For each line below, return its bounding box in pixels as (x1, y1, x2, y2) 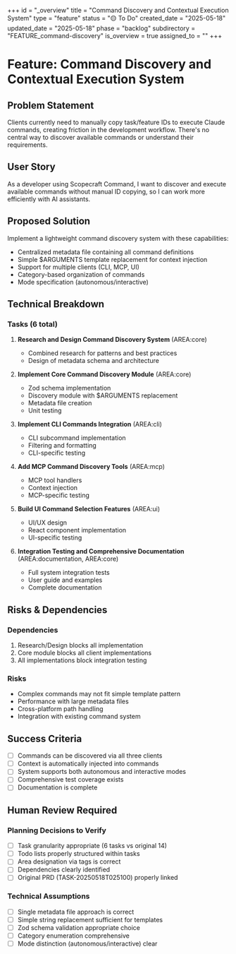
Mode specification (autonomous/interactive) (17, 278, 149, 286)
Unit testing (27, 406, 62, 415)
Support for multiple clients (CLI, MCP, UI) (17, 263, 139, 271)
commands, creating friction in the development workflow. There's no (7, 126, 210, 133)
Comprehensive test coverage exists (17, 775, 124, 784)
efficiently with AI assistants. (7, 194, 91, 203)
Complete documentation (27, 583, 102, 592)
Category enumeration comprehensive (17, 931, 130, 940)
